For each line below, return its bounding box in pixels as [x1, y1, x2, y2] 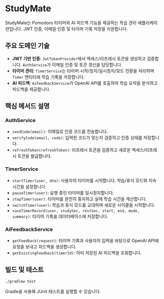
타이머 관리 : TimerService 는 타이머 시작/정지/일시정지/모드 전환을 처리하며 [12, 68, 154, 74]
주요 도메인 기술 [5, 42, 50, 50]
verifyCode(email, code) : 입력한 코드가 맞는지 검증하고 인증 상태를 [12, 135, 142, 141]
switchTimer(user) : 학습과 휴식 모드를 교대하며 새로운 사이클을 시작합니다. [12, 202, 156, 208]
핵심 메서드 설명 [5, 102, 50, 110]
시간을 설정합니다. [12, 183, 47, 189]
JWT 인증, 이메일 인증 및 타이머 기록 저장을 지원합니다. [23, 25, 128, 32]
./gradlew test [5, 279, 36, 284]
